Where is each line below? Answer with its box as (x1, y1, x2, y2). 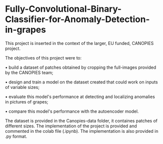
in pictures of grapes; (5, 99, 48, 104)
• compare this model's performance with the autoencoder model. (5, 108, 139, 114)
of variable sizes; (5, 84, 40, 90)
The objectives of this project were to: (5, 55, 82, 61)
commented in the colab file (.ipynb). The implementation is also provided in (5, 128, 159, 134)
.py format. (5, 133, 27, 139)
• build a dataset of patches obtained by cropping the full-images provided (5, 64, 157, 70)
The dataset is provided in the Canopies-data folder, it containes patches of (5, 118, 158, 123)
